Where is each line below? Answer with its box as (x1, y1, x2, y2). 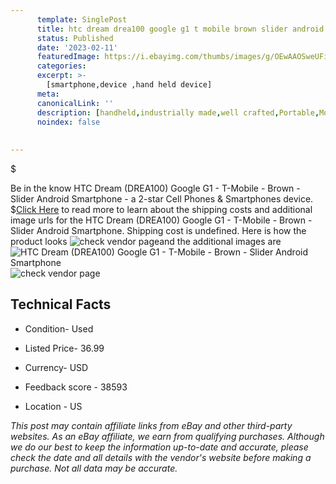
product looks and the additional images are (10, 236, 282, 247)
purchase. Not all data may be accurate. (10, 462, 178, 474)
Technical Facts (10, 296, 112, 313)
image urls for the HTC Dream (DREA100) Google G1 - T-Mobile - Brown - (10, 214, 313, 226)
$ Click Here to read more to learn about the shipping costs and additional (10, 204, 313, 215)
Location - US (24, 400, 83, 412)
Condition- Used (24, 322, 94, 335)
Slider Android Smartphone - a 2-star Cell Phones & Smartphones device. (10, 193, 314, 205)
